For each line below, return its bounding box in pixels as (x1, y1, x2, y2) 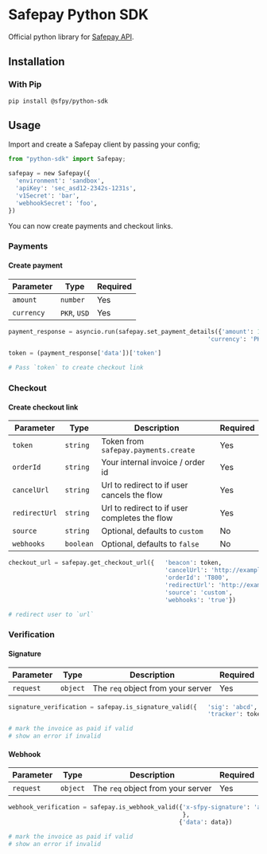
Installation (8, 55, 65, 69)
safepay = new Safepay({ (8, 170, 91, 178)
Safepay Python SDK (8, 6, 149, 24)
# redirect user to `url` (8, 610, 94, 618)
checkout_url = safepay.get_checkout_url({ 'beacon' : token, (8, 559, 222, 567)
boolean (64, 539, 94, 549)
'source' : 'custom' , (164, 588, 233, 597)
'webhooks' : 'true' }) (164, 596, 237, 604)
